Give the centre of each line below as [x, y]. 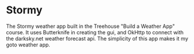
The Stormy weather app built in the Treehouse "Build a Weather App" [91, 26]
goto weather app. [28, 45]
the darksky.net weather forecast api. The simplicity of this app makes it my [97, 38]
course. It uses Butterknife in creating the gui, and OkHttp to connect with [95, 32]
